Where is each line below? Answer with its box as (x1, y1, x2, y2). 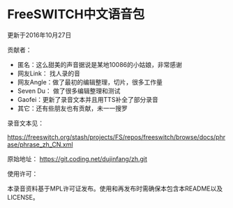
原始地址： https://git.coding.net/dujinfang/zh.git (7, 154, 148, 163)
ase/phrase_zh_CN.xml (7, 140, 73, 149)
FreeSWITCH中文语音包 (7, 6, 145, 22)
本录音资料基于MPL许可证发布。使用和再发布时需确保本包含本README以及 (7, 184, 223, 193)
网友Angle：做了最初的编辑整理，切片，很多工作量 (17, 77, 163, 86)
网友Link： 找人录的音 (17, 69, 80, 77)
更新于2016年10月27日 (7, 31, 72, 39)
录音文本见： (7, 119, 44, 127)
